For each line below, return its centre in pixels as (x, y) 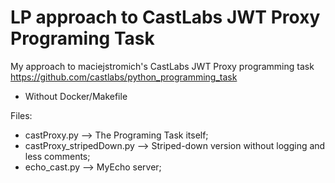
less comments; (57, 156)
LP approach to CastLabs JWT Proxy (165, 17)
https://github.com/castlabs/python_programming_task (124, 77)
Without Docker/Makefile (76, 96)
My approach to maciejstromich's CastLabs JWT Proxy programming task (162, 66)
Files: (21, 115)
